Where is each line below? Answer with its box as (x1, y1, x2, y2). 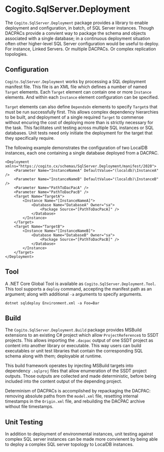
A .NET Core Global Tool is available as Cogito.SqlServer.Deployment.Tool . (5, 281, 156, 287)
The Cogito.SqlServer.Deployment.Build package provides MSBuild (5, 327, 142, 333)
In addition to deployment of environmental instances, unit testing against (5, 431, 153, 437)
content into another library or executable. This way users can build (5, 343, 141, 349)
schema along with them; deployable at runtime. (5, 353, 102, 359)
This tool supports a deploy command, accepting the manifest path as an (5, 286, 152, 291)
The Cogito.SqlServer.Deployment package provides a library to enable (5, 20, 148, 26)
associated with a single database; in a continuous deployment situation (5, 35, 150, 41)
